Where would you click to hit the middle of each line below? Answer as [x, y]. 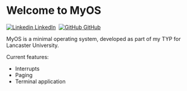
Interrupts [27, 68]
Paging [24, 75]
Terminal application [40, 81]
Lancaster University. [33, 45]
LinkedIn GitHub [68, 27]
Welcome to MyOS [54, 11]
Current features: [28, 57]
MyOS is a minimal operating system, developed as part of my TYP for [93, 39]
